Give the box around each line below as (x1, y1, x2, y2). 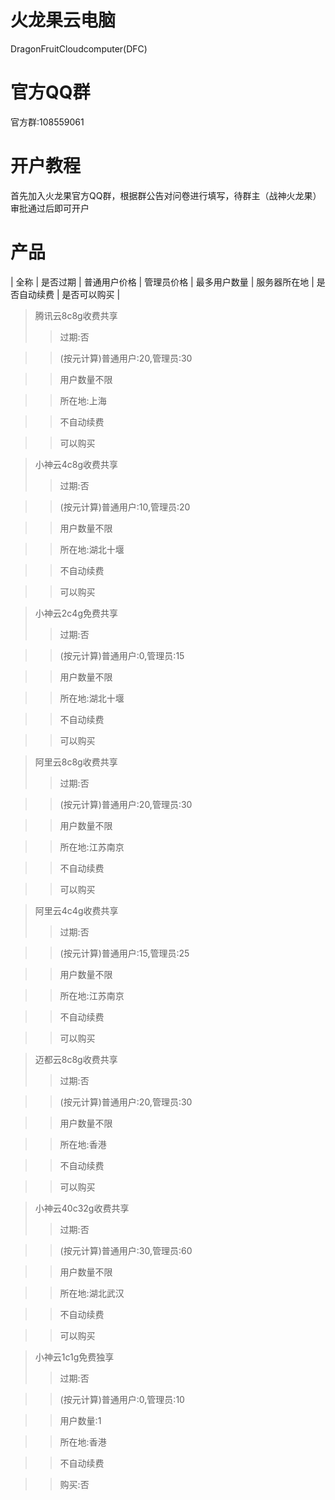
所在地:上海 (59, 394, 107, 406)
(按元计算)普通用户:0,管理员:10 (59, 1393, 185, 1405)
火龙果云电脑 (10, 9, 117, 32)
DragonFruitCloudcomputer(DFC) (10, 42, 148, 55)
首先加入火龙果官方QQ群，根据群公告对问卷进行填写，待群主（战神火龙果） (10, 189, 322, 201)
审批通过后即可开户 (10, 202, 90, 214)
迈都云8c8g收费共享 (34, 1053, 118, 1065)
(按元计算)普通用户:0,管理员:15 (59, 649, 185, 661)
